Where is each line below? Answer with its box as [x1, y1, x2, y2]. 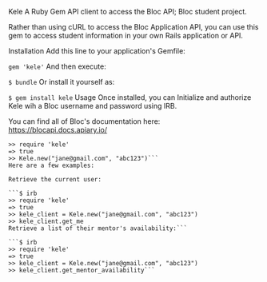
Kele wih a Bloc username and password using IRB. [8, 101, 177, 110]
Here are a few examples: [8, 161, 94, 169]
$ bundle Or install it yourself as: [8, 77, 115, 86]
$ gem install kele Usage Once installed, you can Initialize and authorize [8, 93, 252, 102]
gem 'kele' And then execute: [8, 62, 106, 71]
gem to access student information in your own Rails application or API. [8, 31, 244, 40]
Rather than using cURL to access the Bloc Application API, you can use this [8, 22, 259, 31]
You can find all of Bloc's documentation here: [8, 117, 161, 126]
